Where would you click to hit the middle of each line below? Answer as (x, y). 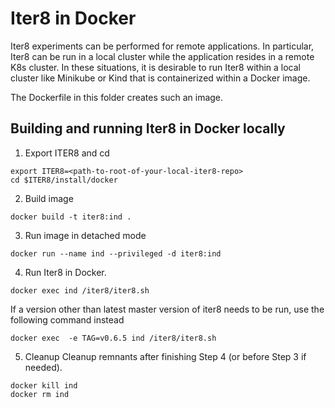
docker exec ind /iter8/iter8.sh (80, 290)
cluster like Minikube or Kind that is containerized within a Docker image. (160, 78)
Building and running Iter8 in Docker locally (148, 128)
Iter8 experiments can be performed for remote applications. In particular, (162, 46)
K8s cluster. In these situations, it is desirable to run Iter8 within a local (155, 67)
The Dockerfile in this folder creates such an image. (117, 97)
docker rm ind (40, 394)
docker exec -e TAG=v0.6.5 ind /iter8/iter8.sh (113, 338)
